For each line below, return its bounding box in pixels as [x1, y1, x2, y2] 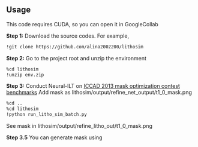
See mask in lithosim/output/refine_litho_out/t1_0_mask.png [6, 122, 153, 130]
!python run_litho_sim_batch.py [6, 112, 87, 118]
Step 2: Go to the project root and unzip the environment [6, 54, 147, 62]
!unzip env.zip [6, 72, 44, 78]
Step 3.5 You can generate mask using [6, 134, 103, 141]
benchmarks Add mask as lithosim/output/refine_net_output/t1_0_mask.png [6, 89, 192, 96]
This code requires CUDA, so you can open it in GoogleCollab [6, 20, 159, 27]
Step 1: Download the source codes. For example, [6, 32, 130, 39]
